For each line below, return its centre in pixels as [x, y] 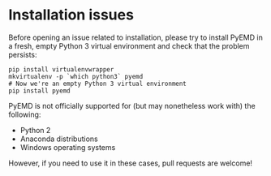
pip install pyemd [39, 91]
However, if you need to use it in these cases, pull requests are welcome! [131, 163]
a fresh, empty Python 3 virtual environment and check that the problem [129, 45]
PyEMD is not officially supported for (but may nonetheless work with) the [132, 105]
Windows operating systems [68, 147]
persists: [23, 54]
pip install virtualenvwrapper [61, 69]
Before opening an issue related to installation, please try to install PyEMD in [136, 37]
